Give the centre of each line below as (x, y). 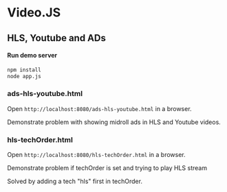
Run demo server (32, 56)
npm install (24, 70)
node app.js (24, 76)
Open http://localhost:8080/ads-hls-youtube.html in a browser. (99, 108)
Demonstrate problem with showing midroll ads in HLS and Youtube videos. (114, 122)
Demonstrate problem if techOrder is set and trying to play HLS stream (107, 168)
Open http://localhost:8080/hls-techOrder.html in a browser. (96, 155)
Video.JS (34, 13)
